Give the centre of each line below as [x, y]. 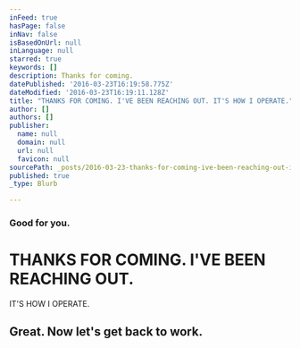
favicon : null [43, 159]
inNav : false [33, 34]
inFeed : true [33, 17]
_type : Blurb [33, 184]
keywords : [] [33, 68]
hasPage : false [37, 26]
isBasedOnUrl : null [46, 42]
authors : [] [31, 117]
